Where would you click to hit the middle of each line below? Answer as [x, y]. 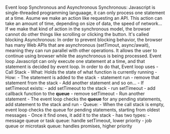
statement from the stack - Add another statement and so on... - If [75, 83]
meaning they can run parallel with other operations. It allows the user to [81, 51]
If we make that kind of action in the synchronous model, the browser [78, 29]
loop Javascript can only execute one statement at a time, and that [75, 61]
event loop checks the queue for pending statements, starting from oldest [83, 110]
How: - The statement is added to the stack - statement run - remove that [82, 77]
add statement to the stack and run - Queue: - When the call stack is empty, [85, 104]
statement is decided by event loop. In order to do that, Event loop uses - [82, 66]
